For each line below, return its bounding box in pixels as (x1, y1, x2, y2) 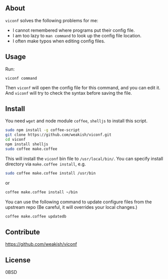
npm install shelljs (5, 142, 49, 147)
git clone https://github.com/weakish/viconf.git (5, 132, 112, 138)
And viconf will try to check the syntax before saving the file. (5, 90, 132, 96)
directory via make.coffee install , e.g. (5, 161, 86, 167)
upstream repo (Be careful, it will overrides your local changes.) (5, 204, 138, 210)
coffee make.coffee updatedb (5, 214, 67, 219)
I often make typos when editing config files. (12, 38, 105, 44)
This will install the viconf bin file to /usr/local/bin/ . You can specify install (5, 155, 163, 161)
